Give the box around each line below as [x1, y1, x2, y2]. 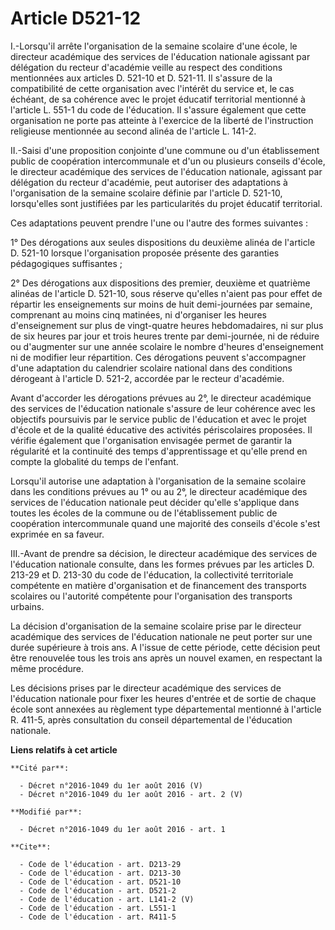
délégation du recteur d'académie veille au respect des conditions [10, 61, 283, 73]
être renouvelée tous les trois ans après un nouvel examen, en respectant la [10, 652, 323, 664]
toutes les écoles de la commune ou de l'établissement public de [10, 507, 278, 519]
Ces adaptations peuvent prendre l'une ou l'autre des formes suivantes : [10, 217, 309, 229]
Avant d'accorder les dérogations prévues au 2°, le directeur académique [10, 392, 312, 404]
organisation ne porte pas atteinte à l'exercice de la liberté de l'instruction [10, 114, 314, 126]
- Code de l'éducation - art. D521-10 [19, 877, 182, 887]
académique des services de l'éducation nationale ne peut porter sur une [10, 630, 313, 642]
